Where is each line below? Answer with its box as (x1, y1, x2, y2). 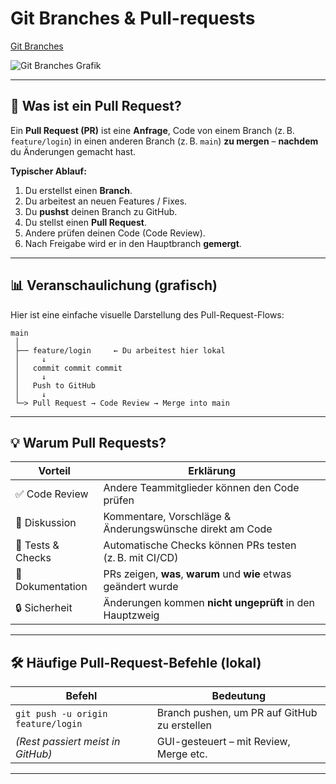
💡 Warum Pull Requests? (10, 434, 167, 451)
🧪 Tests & (15, 538, 60, 552)
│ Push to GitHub (14, 380, 97, 391)
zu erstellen (156, 718, 213, 732)
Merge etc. (156, 747, 208, 761)
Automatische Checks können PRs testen (103, 538, 297, 552)
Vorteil (38, 464, 71, 478)
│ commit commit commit (14, 363, 123, 373)
